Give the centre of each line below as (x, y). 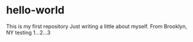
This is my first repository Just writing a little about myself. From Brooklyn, (97, 26)
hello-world (36, 10)
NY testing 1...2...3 (28, 32)
